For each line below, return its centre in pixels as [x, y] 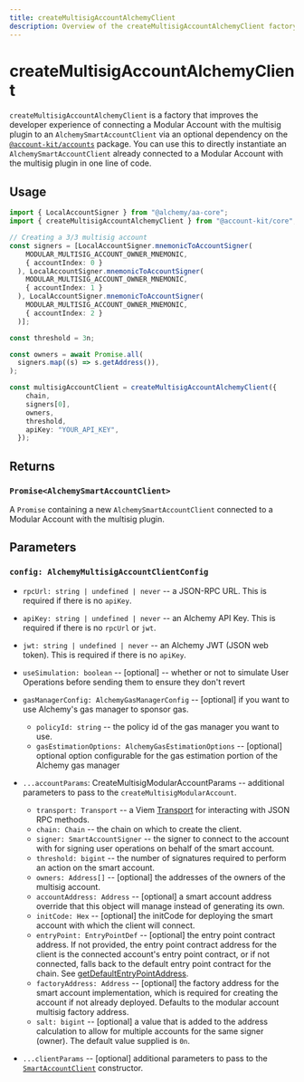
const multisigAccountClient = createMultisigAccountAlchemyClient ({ [143, 388]
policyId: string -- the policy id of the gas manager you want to [157, 726]
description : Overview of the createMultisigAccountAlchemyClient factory [153, 26]
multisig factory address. [82, 1011]
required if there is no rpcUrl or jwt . [89, 627]
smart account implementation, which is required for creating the [157, 992]
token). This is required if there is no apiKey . [104, 655]
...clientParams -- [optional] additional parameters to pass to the [145, 1058]
